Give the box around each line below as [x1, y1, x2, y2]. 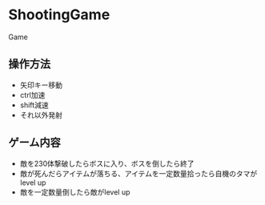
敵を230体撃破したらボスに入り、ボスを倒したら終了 [19, 159, 195, 168]
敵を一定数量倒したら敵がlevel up [19, 187, 130, 197]
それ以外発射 [19, 110, 62, 119]
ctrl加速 [19, 90, 46, 99]
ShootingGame [8, 6, 110, 24]
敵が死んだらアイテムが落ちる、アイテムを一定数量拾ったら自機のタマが [19, 168, 258, 178]
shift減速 [19, 100, 50, 110]
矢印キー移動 [19, 80, 62, 90]
